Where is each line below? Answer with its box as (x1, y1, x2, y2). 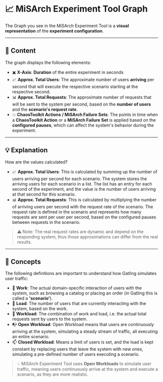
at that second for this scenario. (12, 191, 76, 197)
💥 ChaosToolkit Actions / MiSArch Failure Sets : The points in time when (12, 111, 158, 117)
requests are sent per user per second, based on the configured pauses (12, 214, 156, 220)
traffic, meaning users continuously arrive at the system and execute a (16, 366, 158, 372)
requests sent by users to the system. (12, 316, 88, 322)
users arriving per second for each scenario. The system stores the (12, 176, 147, 182)
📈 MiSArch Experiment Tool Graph (5, 3, 148, 15)
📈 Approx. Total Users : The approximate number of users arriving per (12, 76, 154, 82)
